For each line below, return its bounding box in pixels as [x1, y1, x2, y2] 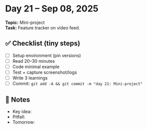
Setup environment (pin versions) [12, 52, 81, 58]
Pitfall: [12, 114, 26, 120]
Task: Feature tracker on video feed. [5, 24, 80, 30]
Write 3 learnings [12, 75, 48, 81]
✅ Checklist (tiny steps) [5, 39, 81, 48]
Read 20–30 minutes [12, 58, 55, 64]
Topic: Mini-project [5, 19, 45, 25]
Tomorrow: [12, 119, 35, 125]
